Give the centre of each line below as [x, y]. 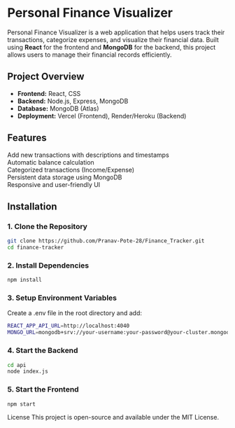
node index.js [28, 372]
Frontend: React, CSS [49, 93]
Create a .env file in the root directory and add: [74, 313]
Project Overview [46, 77]
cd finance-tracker [36, 248]
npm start [22, 404]
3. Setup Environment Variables [62, 298]
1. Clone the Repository [47, 226]
